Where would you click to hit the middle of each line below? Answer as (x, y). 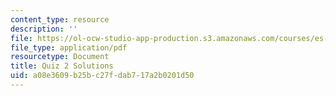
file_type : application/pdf (69, 47)
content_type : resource (60, 19)
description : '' (44, 29)
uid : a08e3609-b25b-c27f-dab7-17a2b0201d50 (102, 76)
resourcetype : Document (60, 57)
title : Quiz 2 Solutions (62, 66)
